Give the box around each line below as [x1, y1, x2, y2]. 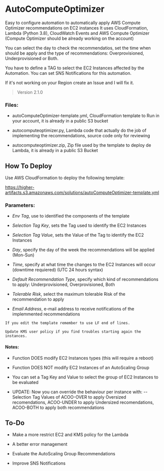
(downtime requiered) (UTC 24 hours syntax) [12, 267, 103, 273]
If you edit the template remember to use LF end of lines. [5, 321, 131, 326]
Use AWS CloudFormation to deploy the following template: [5, 175, 125, 181]
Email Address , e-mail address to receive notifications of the [12, 306, 135, 312]
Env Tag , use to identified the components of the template [12, 213, 130, 219]
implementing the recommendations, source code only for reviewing [12, 133, 150, 139]
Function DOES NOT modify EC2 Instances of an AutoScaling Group [12, 364, 149, 370]
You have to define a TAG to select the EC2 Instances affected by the [5, 65, 144, 71]
